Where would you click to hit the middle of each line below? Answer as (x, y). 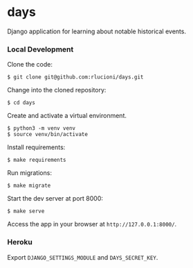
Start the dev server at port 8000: (55, 199)
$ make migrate (29, 186)
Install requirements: (36, 147)
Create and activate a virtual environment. (67, 116)
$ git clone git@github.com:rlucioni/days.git (75, 77)
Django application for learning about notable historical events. (97, 31)
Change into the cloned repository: (57, 90)
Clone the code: (30, 65)
